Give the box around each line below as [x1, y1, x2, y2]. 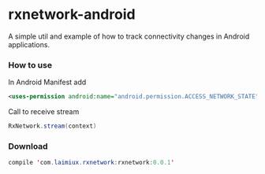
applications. [8, 39, 50, 49]
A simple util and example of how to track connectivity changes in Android [8, 31, 250, 41]
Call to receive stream [8, 107, 80, 117]
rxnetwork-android [8, 6, 136, 24]
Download [8, 140, 49, 151]
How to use [8, 59, 53, 70]
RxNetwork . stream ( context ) [8, 122, 97, 131]
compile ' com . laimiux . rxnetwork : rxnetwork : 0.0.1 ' [8, 159, 175, 167]
